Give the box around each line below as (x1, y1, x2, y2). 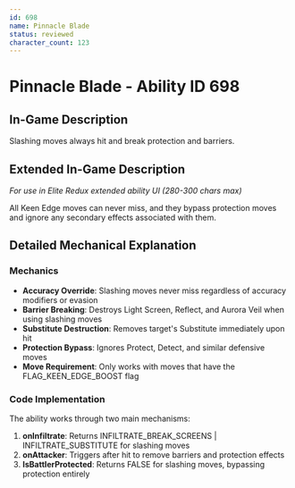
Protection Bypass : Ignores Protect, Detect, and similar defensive (21, 341, 265, 353)
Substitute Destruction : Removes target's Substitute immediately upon (21, 323, 285, 333)
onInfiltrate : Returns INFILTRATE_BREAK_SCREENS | (21, 431, 217, 442)
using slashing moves (21, 314, 103, 324)
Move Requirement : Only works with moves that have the (21, 361, 235, 372)
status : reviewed (9, 29, 74, 38)
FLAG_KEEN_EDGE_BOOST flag (21, 370, 139, 381)
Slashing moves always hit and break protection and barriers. (9, 136, 235, 147)
